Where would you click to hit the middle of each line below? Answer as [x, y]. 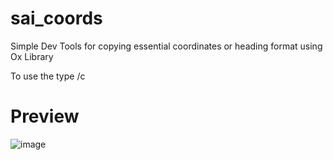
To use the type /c [48, 76]
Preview [45, 116]
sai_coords [56, 18]
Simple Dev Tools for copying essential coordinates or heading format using [166, 46]
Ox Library [32, 56]
